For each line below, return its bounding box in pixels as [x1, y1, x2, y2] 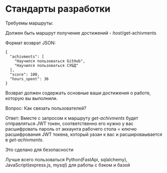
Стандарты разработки [5, 3, 110, 15]
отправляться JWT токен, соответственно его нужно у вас [5, 120, 134, 127]
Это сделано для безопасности [5, 146, 74, 153]
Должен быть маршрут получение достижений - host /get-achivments [5, 30, 157, 36]
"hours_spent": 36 [10, 76, 49, 82]
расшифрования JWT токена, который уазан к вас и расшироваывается [5, 131, 162, 137]
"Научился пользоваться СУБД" [14, 63, 79, 68]
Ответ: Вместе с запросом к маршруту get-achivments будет [5, 115, 138, 121]
